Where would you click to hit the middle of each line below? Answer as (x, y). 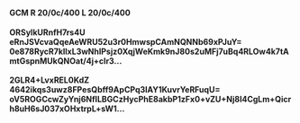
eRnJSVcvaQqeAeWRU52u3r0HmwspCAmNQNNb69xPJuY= (126, 42)
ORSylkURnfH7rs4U (47, 32)
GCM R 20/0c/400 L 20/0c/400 (70, 13)
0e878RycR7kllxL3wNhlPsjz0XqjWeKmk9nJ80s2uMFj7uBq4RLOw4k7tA (150, 52)
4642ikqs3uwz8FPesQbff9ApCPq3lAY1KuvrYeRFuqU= (115, 90)
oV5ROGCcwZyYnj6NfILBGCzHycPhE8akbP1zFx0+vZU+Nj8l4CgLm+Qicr (150, 100)
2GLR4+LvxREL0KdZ (50, 80)
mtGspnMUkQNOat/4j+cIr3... (66, 61)
